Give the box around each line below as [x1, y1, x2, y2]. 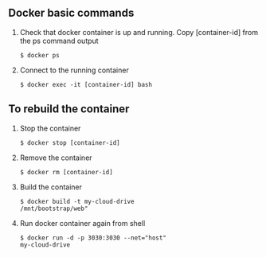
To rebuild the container [8, 103, 130, 116]
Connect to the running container [19, 65, 129, 75]
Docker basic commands [8, 6, 135, 20]
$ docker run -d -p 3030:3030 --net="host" [19, 234, 167, 242]
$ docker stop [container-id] [19, 138, 121, 146]
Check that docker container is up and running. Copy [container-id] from [19, 27, 259, 37]
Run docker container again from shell [19, 218, 146, 228]
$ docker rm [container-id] [19, 168, 113, 176]
